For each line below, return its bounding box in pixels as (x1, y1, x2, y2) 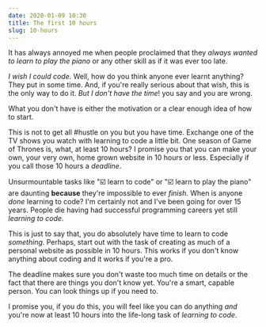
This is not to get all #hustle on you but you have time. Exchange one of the (8, 127, 254, 137)
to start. (8, 112, 34, 122)
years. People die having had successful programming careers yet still (8, 205, 237, 215)
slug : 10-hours (8, 26, 59, 34)
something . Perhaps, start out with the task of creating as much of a (8, 238, 230, 247)
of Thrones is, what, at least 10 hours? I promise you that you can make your (8, 144, 257, 154)
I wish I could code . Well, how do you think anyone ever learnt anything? (8, 72, 244, 82)
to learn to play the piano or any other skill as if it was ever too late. (8, 56, 228, 66)
